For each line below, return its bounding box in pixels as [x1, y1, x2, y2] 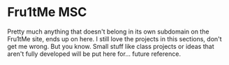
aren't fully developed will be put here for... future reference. [7, 50, 182, 58]
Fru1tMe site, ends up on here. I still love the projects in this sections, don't [7, 34, 222, 43]
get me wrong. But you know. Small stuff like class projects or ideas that [7, 42, 214, 50]
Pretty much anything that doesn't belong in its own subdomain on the [7, 27, 209, 36]
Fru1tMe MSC [7, 4, 87, 20]
